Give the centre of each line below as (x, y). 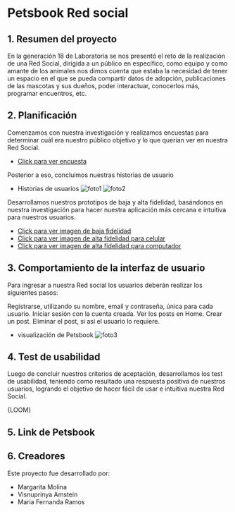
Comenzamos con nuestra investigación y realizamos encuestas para (108, 133)
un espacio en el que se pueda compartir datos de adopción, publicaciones (117, 78)
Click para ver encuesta (52, 161)
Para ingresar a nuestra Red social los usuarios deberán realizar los (105, 285)
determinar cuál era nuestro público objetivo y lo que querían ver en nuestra (118, 140)
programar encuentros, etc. (47, 93)
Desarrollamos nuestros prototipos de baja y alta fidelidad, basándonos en (115, 202)
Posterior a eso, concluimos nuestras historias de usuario (90, 175)
